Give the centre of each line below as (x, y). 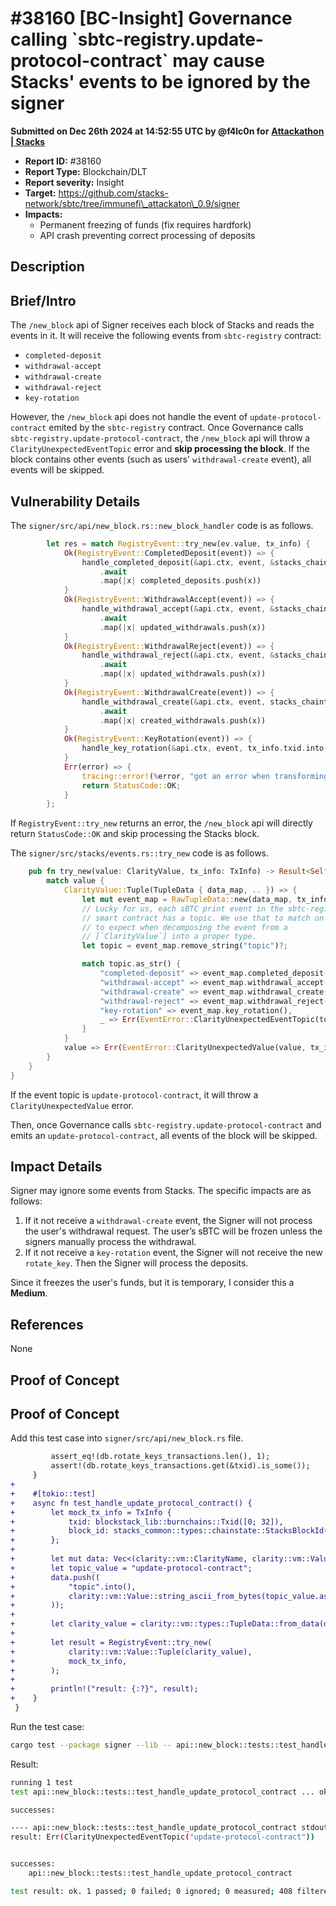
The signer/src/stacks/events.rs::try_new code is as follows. (140, 853)
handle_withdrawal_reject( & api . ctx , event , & (178, 655)
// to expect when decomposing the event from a (184, 927)
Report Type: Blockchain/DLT (86, 171)
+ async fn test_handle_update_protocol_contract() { (131, 1503)
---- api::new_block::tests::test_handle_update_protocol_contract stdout (169, 1828)
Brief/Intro (43, 300)
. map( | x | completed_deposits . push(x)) (180, 581)
